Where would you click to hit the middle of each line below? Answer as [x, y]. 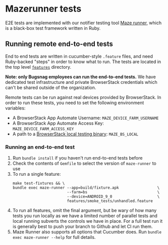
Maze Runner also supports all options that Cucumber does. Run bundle [87, 232]
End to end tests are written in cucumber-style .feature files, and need [79, 56]
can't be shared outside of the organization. [51, 87]
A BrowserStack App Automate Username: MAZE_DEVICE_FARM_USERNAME [86, 118]
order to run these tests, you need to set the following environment [75, 103]
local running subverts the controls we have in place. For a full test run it [88, 221]
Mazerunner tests [43, 9]
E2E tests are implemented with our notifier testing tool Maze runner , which [83, 23]
